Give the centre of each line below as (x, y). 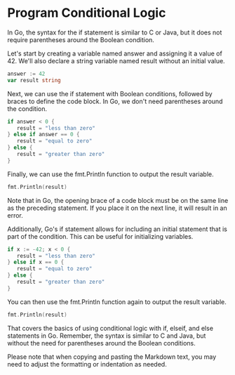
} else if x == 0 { (36, 262)
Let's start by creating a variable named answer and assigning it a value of (115, 53)
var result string (34, 80)
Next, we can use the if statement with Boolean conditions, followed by (110, 93)
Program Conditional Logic (87, 13)
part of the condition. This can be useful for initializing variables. (100, 236)
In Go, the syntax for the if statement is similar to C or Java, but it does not (115, 32)
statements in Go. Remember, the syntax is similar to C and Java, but (107, 336)
